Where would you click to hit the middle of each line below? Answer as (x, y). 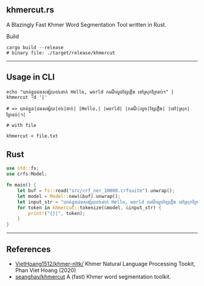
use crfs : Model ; (27, 174)
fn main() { (21, 185)
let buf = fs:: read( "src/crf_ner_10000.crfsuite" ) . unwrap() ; (96, 191)
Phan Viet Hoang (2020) (46, 270)
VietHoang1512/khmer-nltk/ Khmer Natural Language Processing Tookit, (105, 264)
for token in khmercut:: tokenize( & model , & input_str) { (90, 208)
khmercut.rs (30, 10)
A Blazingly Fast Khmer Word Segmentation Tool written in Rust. (87, 24)
